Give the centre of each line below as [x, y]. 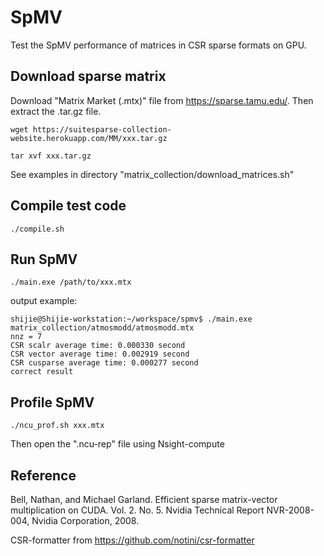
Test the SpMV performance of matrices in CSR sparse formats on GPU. [158, 45]
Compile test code [68, 206]
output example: [44, 301]
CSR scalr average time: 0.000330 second [98, 346]
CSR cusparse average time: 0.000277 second [104, 363]
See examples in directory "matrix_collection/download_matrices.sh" [152, 174]
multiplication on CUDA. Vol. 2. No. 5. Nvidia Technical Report [137, 510]
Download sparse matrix [88, 76]
